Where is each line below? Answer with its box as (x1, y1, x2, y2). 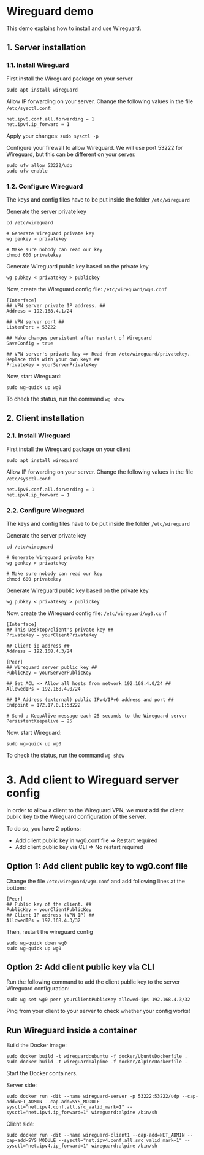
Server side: (6, 1081, 37, 1089)
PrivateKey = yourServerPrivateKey (6, 361, 97, 368)
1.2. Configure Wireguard (6, 182, 83, 190)
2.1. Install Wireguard (6, 431, 70, 440)
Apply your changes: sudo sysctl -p (6, 132, 99, 139)
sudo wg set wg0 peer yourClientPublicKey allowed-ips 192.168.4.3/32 (6, 996, 191, 1003)
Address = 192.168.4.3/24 (6, 648, 72, 654)
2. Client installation (6, 413, 85, 423)
